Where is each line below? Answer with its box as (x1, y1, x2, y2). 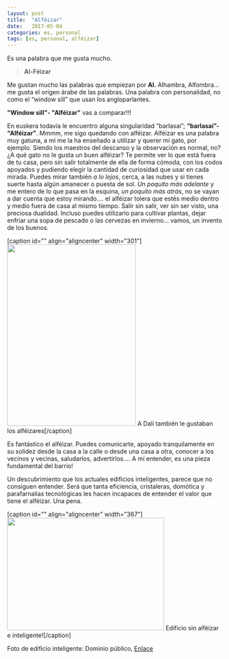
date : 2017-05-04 (7, 23, 63, 29)
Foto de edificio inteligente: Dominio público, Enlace (7, 645, 154, 653)
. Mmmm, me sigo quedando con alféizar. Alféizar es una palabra (36, 129, 219, 138)
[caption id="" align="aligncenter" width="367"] (7, 511, 143, 519)
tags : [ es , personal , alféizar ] (7, 36, 99, 42)
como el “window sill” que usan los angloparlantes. (7, 95, 151, 103)
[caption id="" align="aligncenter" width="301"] (7, 237, 142, 245)
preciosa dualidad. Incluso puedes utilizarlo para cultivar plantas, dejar (7, 209, 206, 218)
